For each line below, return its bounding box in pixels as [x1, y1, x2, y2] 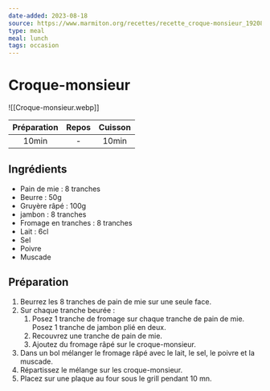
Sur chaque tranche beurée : [19, 305, 116, 315]
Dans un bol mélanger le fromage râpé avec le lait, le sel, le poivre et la [19, 348, 255, 357]
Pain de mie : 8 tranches [19, 184, 101, 193]
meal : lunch [8, 34, 48, 43]
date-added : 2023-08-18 [8, 11, 88, 20]
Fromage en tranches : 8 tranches [19, 218, 133, 227]
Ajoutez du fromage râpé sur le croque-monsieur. [31, 339, 197, 349]
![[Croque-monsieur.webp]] [8, 103, 100, 112]
